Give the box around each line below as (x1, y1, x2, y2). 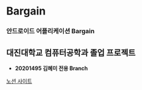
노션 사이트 (6, 77, 32, 85)
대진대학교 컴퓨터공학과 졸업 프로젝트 (6, 47, 136, 58)
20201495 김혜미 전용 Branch (14, 65, 88, 72)
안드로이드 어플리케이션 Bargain (6, 27, 95, 36)
